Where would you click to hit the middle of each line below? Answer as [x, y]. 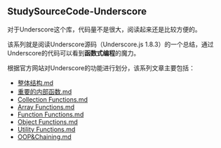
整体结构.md [35, 83]
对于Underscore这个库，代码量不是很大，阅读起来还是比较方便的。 [104, 29]
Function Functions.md [51, 114]
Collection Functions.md [53, 99]
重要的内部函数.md [45, 91]
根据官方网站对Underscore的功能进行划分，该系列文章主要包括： [101, 68]
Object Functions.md [48, 121]
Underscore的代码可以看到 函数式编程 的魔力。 [74, 53]
